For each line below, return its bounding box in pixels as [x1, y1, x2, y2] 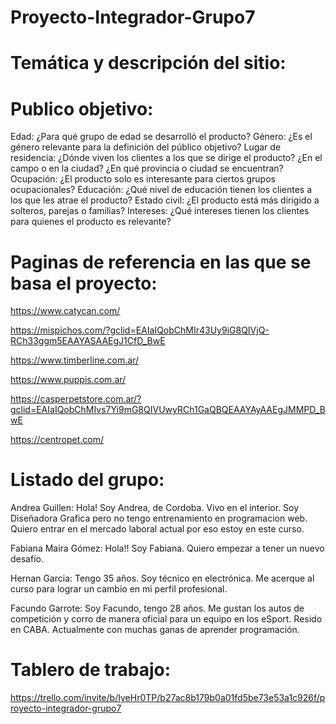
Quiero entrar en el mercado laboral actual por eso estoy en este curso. [10, 523, 305, 535]
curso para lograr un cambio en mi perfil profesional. [10, 583, 228, 595]
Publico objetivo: [10, 97, 154, 120]
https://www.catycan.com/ [10, 305, 121, 317]
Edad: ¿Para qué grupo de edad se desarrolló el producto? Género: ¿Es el [10, 131, 313, 143]
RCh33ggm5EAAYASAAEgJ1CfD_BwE [10, 335, 166, 347]
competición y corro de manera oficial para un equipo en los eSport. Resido [10, 613, 323, 625]
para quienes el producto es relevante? [10, 216, 172, 228]
